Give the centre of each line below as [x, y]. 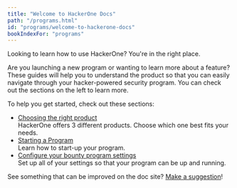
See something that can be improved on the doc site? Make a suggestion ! [115, 177]
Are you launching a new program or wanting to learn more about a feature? [118, 67]
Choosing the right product [57, 118]
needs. [28, 133]
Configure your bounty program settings [77, 155]
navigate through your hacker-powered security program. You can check [115, 83]
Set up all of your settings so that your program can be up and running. [122, 163]
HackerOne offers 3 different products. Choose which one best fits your [123, 126]
